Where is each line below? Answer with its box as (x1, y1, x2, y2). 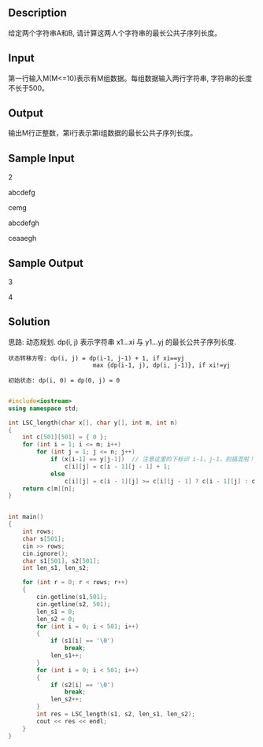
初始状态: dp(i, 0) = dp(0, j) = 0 (8, 376, 120, 384)
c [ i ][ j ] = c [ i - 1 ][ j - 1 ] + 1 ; (64, 462, 171, 471)
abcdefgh (8, 218, 39, 227)
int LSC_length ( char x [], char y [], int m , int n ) (8, 419, 178, 427)
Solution (8, 315, 50, 329)
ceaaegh (8, 234, 37, 243)
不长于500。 (8, 83, 49, 93)
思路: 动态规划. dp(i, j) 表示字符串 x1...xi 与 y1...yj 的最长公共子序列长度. (8, 337, 237, 346)
